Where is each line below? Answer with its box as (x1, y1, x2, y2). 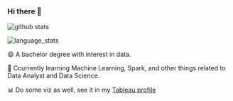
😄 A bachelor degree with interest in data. (7, 50, 131, 59)
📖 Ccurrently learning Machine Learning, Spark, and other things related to (7, 64, 226, 73)
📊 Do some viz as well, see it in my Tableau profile (7, 85, 156, 95)
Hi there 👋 (7, 6, 43, 16)
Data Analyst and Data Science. (7, 71, 100, 80)
